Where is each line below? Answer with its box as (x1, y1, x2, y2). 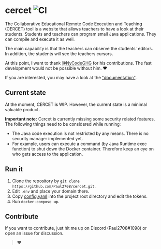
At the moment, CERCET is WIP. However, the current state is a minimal (5, 102, 147, 107)
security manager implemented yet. (12, 135, 83, 141)
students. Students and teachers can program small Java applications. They (5, 31, 157, 37)
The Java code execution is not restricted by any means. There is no (12, 131, 149, 136)
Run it (5, 165, 23, 174)
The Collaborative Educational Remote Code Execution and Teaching (5, 21, 143, 27)
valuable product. (5, 106, 40, 112)
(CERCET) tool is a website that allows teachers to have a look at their (5, 26, 144, 31)
